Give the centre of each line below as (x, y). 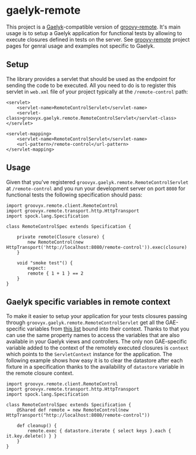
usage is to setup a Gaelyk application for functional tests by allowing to (94, 33)
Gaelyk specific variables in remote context (88, 302)
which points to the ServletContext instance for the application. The (89, 354)
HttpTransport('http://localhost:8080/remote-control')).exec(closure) (97, 247)
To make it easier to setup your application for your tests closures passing (97, 316)
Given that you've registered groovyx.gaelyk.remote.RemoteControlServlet (97, 182)
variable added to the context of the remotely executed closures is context (97, 348)
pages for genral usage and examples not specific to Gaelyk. (80, 46)
